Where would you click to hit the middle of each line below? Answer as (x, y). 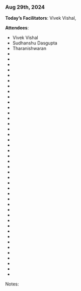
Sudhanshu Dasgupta (35, 43)
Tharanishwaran (29, 49)
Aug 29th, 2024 (25, 7)
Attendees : (17, 28)
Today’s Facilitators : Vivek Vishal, (41, 18)
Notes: (12, 284)
